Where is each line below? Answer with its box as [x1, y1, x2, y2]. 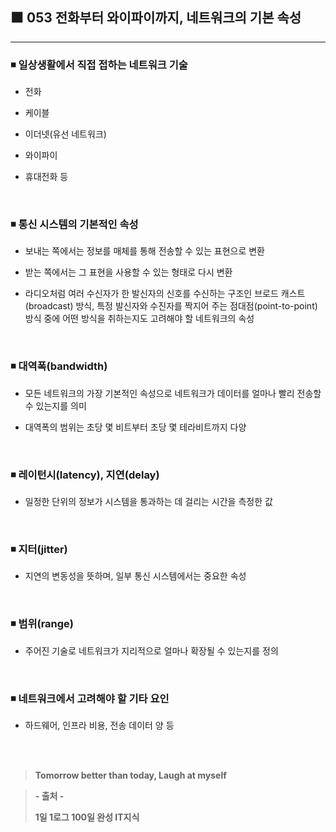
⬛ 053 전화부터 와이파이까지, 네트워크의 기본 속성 [10, 9, 302, 27]
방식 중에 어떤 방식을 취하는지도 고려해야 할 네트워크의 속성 [24, 313, 255, 325]
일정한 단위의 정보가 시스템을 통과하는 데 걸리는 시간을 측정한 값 [24, 496, 273, 507]
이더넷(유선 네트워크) [24, 128, 107, 140]
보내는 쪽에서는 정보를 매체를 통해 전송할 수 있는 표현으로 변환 [24, 245, 265, 257]
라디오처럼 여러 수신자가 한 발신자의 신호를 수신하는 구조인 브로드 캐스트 [24, 288, 306, 300]
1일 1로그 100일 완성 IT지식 [34, 811, 140, 823]
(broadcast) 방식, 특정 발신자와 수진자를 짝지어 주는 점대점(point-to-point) [24, 300, 318, 312]
